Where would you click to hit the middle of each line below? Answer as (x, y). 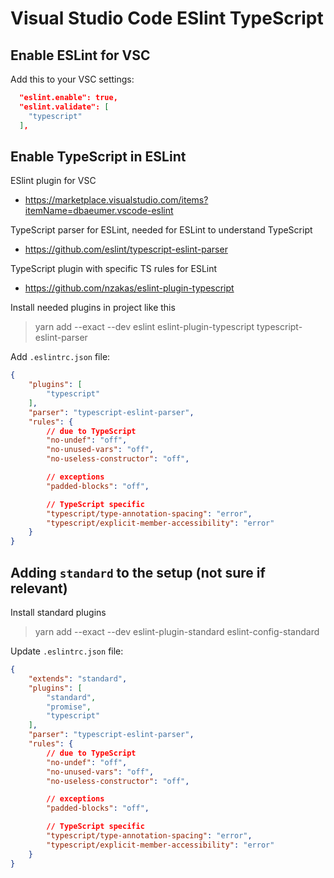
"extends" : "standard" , (78, 678)
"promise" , (69, 707)
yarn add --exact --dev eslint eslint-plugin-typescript (144, 327)
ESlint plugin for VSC (53, 181)
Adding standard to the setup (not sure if (138, 572)
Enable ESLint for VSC (80, 55)
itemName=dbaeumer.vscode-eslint (99, 211)
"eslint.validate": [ (64, 107)
